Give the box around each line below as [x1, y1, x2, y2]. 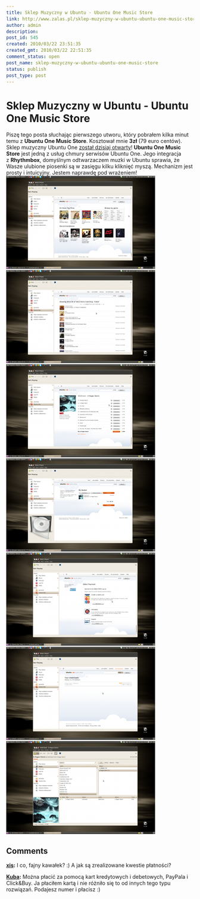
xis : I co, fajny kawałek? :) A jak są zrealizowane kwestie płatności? [6, 861, 171, 869]
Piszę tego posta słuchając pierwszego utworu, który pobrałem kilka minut [6, 131, 189, 138]
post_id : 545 [6, 35, 39, 41]
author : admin [6, 22, 42, 28]
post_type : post [6, 72, 46, 79]
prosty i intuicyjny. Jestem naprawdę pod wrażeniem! [6, 169, 137, 176]
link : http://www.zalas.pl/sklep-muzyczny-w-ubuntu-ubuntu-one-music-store [6, 15, 198, 22]
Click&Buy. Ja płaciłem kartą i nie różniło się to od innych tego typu [6, 879, 171, 887]
